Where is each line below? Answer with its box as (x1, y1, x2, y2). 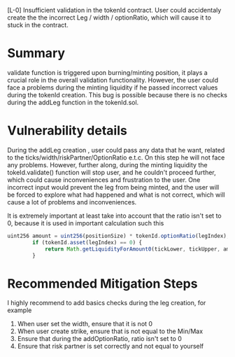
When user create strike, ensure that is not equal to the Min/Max (17, 327, 204, 335)
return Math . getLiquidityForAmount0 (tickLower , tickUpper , (44, 245, 220, 253)
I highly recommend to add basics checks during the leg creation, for (7, 299, 206, 307)
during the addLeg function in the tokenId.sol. (7, 98, 139, 106)
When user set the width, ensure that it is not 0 (17, 320, 152, 328)
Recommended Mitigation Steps (7, 276, 198, 291)
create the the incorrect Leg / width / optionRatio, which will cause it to (7, 13, 212, 22)
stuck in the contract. (7, 21, 69, 29)
